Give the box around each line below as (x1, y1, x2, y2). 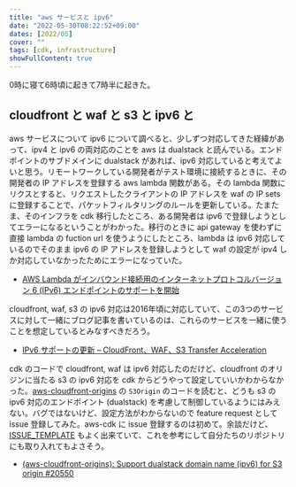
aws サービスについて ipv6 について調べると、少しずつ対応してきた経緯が (9, 133, 277, 143)
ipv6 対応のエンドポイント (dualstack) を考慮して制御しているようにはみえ (9, 396, 281, 407)
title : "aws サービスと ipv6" (9, 12, 114, 22)
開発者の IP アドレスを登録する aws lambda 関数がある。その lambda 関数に (9, 177, 286, 188)
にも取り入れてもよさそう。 (9, 440, 110, 452)
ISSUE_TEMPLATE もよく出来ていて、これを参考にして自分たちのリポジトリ (9, 429, 285, 440)
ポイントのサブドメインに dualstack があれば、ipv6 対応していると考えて (9, 155, 276, 166)
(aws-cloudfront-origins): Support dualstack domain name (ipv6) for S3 (21, 458, 283, 469)
